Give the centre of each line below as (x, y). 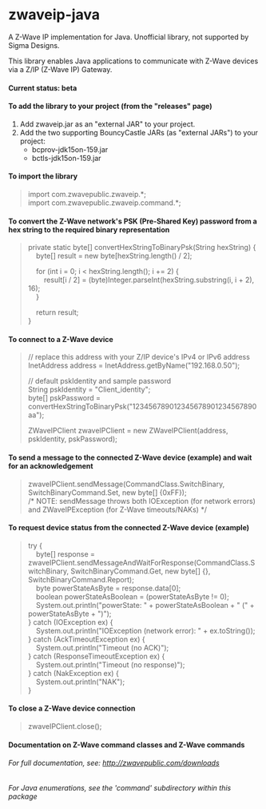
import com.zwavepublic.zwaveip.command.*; (104, 203)
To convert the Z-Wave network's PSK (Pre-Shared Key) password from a (133, 221)
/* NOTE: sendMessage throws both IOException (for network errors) (141, 501)
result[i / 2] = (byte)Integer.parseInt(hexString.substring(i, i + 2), (149, 280)
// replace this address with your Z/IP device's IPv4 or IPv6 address (139, 357)
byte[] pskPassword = (64, 398)
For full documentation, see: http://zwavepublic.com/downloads (114, 763)
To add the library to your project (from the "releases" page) (111, 107)
